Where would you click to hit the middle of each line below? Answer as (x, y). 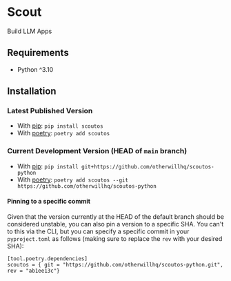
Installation (32, 91)
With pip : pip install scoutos (60, 126)
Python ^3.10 (35, 69)
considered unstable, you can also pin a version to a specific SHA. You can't (115, 224)
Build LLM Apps (30, 31)
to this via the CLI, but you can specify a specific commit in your (98, 231)
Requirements (38, 53)
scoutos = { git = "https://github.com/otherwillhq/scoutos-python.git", (115, 264)
